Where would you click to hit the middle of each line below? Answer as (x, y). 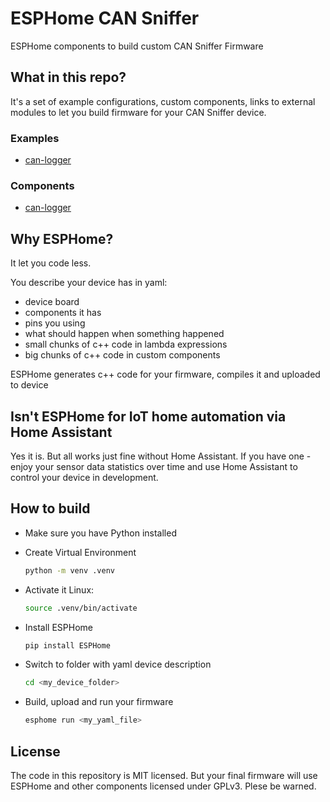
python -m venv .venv (69, 570)
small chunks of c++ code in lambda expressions (126, 344)
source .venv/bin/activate (81, 608)
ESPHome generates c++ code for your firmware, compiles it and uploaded (165, 374)
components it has (63, 313)
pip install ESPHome (67, 645)
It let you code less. (51, 263)
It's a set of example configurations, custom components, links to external (163, 101)
